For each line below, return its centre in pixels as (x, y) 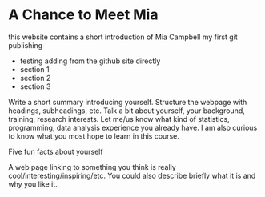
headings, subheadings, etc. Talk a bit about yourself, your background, (127, 111)
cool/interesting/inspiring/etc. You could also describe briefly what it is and (132, 175)
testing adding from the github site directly (90, 61)
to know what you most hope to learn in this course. (94, 136)
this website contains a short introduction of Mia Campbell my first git (123, 37)
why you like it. (33, 184)
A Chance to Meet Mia (83, 15)
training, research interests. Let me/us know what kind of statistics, (119, 119)
